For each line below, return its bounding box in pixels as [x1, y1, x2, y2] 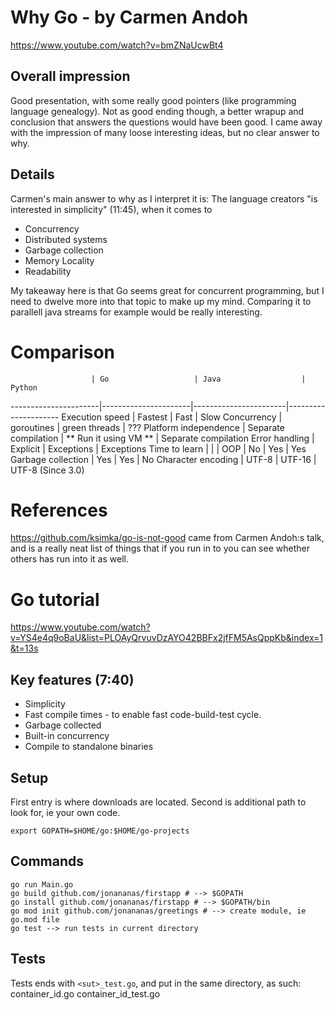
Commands [10, 853, 85, 870]
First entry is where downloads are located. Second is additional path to [10, 796, 307, 808]
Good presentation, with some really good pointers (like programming [10, 94, 297, 106]
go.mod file [10, 914, 60, 925]
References [10, 499, 108, 521]
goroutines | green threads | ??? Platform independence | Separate [10, 421, 285, 433]
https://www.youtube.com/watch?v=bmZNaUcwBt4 [10, 39, 224, 51]
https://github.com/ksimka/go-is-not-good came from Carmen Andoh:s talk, [10, 532, 325, 544]
